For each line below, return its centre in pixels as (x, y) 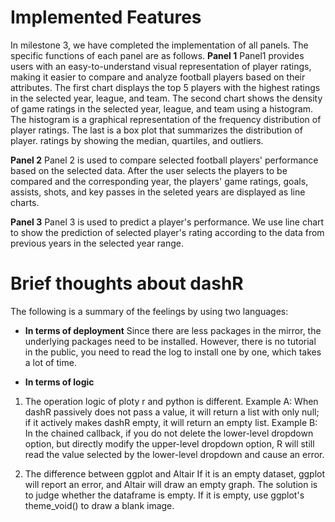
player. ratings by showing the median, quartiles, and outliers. (137, 140)
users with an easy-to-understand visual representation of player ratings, (161, 66)
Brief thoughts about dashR (127, 283)
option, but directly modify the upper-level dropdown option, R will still (169, 443)
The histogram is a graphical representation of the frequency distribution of (166, 119)
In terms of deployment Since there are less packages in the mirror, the (173, 330)
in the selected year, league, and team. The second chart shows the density (166, 98)
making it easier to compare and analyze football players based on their (158, 77)
